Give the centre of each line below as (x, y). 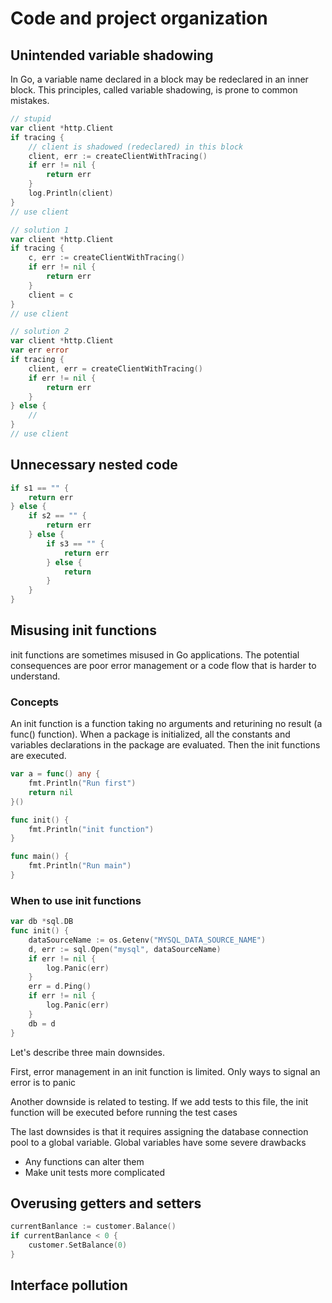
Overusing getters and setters (106, 1203)
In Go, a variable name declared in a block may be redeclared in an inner (159, 79)
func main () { (40, 857)
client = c (51, 295)
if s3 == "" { (75, 543)
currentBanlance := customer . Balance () (93, 1227)
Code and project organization (139, 18)
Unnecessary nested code (94, 465)
